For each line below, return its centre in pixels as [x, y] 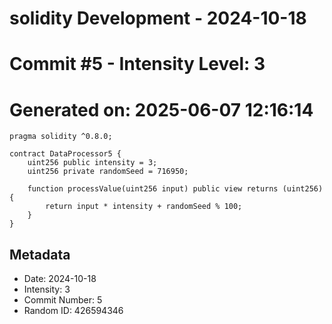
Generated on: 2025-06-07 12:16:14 [161, 109]
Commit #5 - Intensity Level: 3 [137, 64]
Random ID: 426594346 [73, 311]
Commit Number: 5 [63, 300]
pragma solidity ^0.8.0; [61, 137]
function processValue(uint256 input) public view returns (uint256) [175, 189]
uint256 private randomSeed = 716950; [108, 172]
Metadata [40, 254]
